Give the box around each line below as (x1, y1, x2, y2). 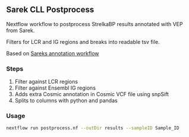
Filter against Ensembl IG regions (14, 84, 96, 91)
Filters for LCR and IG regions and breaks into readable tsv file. (6, 38, 160, 45)
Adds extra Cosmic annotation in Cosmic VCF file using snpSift (14, 91, 169, 98)
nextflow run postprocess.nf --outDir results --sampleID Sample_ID (6, 125, 179, 131)
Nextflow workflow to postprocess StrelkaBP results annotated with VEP (6, 20, 183, 27)
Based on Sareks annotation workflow (6, 50, 99, 57)
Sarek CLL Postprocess (6, 5, 94, 15)
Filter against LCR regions (14, 78, 78, 85)
